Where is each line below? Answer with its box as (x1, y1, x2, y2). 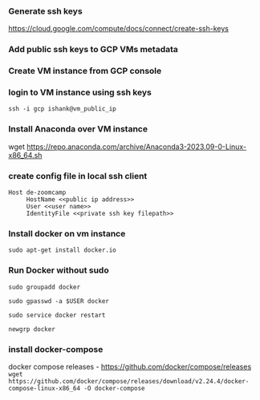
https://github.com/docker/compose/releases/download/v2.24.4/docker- (8, 377, 250, 386)
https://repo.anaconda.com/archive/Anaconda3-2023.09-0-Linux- (26, 142, 247, 152)
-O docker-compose (83, 384, 146, 392)
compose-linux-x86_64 (8, 384, 81, 392)
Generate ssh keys (8, 6, 83, 17)
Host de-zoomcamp (8, 188, 67, 197)
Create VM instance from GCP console (8, 66, 162, 77)
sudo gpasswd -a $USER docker (8, 297, 110, 305)
